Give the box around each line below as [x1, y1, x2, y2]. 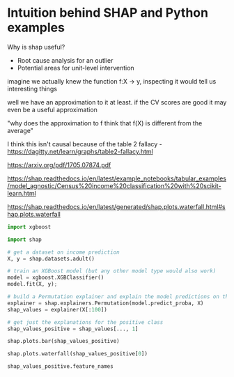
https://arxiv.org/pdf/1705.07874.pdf [7, 160, 111, 169]
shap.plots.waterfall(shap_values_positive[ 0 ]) [7, 351, 148, 357]
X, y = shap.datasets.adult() [7, 255, 95, 262]
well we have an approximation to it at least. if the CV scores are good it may [7, 98, 227, 106]
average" [7, 126, 33, 134]
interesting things [7, 84, 58, 93]
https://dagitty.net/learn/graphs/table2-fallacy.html [7, 147, 153, 155]
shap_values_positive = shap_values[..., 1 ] [7, 325, 139, 332]
